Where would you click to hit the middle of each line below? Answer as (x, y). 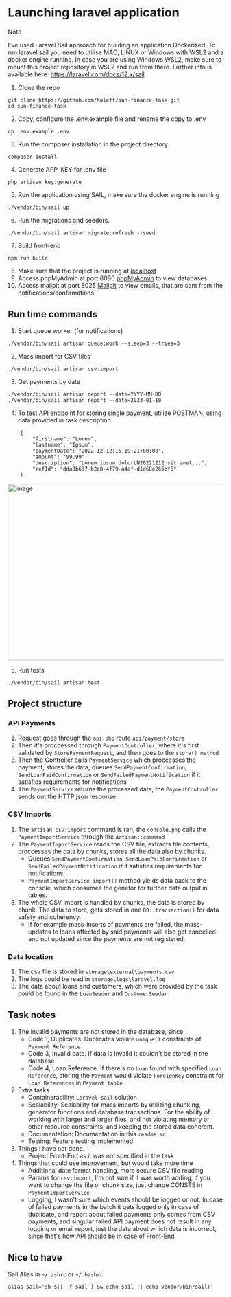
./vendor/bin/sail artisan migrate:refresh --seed (82, 233)
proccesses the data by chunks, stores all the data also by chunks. (112, 851)
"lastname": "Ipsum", (63, 444)
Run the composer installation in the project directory (93, 144)
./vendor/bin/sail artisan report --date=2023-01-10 (85, 400)
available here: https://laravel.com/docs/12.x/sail (76, 74)
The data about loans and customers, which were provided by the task (118, 986)
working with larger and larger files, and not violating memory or (119, 1119)
